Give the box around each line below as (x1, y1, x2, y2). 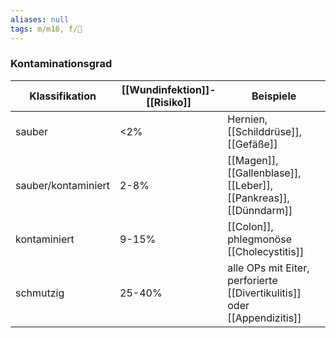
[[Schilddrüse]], (227, 124, 303, 138)
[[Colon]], (227, 219, 274, 233)
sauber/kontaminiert (15, 178, 111, 192)
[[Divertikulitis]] (227, 286, 302, 300)
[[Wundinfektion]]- (121, 82, 217, 96)
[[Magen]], (227, 153, 279, 167)
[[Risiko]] (146, 95, 192, 109)
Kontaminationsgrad (10, 57, 113, 71)
